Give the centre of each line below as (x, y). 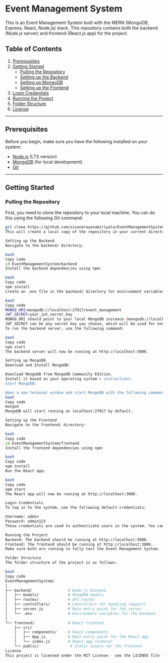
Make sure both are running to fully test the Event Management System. (82, 549)
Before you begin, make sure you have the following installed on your (76, 141)
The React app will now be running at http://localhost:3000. (71, 494)
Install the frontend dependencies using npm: (54, 448)
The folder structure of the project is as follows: (61, 563)
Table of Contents (34, 49)
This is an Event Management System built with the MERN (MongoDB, (77, 23)
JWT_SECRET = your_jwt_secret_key (39, 314)
